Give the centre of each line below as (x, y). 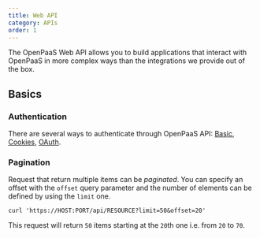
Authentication (37, 117)
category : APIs (33, 23)
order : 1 (22, 30)
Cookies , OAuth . (35, 142)
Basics (25, 94)
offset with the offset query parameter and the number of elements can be (130, 188)
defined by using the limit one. (59, 196)
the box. (22, 69)
